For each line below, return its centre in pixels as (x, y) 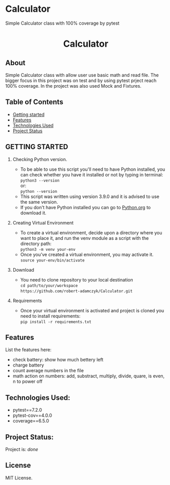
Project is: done (22, 449)
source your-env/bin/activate (53, 260)
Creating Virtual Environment (43, 223)
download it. (33, 213)
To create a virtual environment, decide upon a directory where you (91, 233)
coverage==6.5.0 (31, 421)
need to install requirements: (50, 316)
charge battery (28, 365)
